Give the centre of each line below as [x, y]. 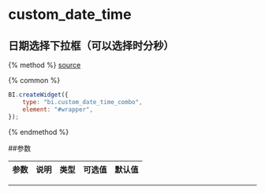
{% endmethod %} [39, 132]
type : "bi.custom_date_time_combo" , [83, 102]
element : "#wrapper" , [58, 109]
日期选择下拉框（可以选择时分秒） [91, 45]
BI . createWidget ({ [38, 95]
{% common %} [34, 80]
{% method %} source [45, 65]
